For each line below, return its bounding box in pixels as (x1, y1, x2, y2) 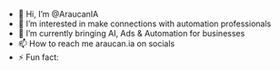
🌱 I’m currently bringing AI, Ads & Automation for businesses (17, 28, 245, 38)
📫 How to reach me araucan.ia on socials (17, 38, 175, 49)
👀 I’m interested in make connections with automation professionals (17, 18, 272, 29)
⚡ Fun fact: (17, 52, 59, 63)
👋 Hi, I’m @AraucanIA (17, 9, 99, 19)
